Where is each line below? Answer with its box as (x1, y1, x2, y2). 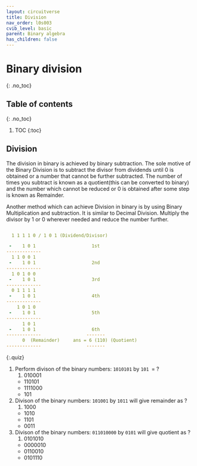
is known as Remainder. (6, 192, 64, 199)
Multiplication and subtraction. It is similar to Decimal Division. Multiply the (6, 209, 189, 217)
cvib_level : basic (6, 25, 52, 32)
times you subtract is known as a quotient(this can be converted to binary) (6, 178, 189, 186)
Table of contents (6, 99, 73, 109)
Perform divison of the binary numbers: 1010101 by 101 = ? (14, 365, 159, 373)
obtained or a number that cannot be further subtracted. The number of (6, 172, 183, 180)
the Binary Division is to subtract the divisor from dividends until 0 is (6, 166, 174, 173)
